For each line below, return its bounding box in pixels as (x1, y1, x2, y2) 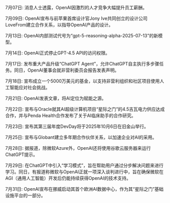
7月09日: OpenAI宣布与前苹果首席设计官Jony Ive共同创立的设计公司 (5, 15, 148, 21)
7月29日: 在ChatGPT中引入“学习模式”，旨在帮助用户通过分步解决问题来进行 (5, 163, 164, 168)
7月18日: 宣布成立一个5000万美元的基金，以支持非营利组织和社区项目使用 (5, 78, 160, 84)
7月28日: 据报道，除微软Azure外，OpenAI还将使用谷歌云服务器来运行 (5, 145, 151, 151)
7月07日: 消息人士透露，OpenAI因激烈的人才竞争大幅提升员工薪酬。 (5, 5, 148, 10)
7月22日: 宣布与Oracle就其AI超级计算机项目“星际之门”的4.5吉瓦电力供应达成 (5, 106, 165, 112)
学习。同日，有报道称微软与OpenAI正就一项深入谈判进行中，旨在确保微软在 (5, 169, 164, 175)
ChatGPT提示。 (5, 151, 38, 157)
